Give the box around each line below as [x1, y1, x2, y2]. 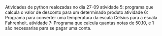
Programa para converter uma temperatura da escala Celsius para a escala [5, 15, 158, 20]
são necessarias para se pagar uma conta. [5, 25, 92, 31]
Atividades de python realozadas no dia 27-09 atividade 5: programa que [5, 4, 154, 10]
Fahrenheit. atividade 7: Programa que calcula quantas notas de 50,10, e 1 [5, 20, 154, 26]
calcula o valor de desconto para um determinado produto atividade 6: [5, 9, 149, 15]
